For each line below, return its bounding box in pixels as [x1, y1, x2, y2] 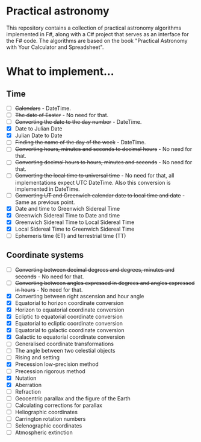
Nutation [14, 374, 37, 382]
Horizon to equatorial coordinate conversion [14, 306, 125, 313]
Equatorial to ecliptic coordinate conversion [14, 320, 123, 327]
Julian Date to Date [14, 132, 63, 139]
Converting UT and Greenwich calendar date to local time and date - [14, 191, 185, 199]
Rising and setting [14, 354, 60, 361]
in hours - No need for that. [14, 286, 83, 293]
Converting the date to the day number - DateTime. [14, 118, 142, 126]
